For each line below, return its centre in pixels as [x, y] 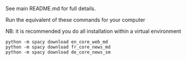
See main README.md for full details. [51, 9]
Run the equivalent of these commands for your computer [76, 20]
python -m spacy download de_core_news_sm [58, 52]
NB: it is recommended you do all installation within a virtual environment [93, 31]
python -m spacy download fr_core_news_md [58, 47]
